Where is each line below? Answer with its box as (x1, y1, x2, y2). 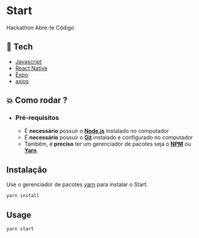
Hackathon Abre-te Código (6, 24, 74, 31)
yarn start (6, 226, 34, 232)
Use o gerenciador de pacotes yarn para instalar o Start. (6, 181, 148, 188)
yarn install (6, 193, 40, 199)
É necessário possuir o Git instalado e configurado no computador (24, 134, 194, 141)
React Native (15, 64, 48, 72)
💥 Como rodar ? (6, 95, 68, 106)
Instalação (6, 165, 48, 175)
